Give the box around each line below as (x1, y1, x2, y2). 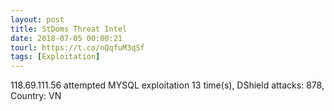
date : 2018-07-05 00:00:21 (10, 33, 123, 43)
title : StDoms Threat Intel (10, 24, 128, 34)
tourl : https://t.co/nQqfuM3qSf (10, 42, 145, 53)
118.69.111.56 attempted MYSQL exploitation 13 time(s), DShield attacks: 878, (10, 79, 325, 91)
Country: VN (10, 90, 62, 102)
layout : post (10, 14, 65, 25)
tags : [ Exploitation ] (10, 52, 101, 62)
